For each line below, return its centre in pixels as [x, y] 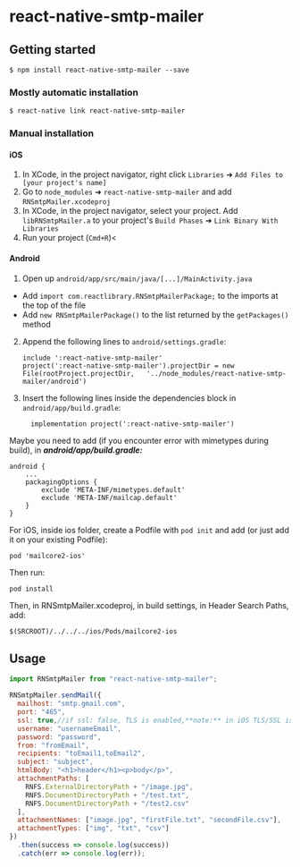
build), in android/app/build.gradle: [76, 450]
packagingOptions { [62, 482]
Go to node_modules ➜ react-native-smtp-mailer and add [127, 192]
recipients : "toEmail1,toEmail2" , [81, 753]
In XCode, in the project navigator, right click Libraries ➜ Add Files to [153, 174]
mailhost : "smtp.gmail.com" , [71, 704]
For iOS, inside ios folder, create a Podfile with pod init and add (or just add [150, 530]
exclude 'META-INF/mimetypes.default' [113, 489]
